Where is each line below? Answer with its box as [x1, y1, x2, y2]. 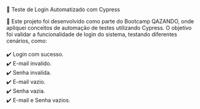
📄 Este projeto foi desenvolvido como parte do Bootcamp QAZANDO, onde [6, 18, 194, 24]
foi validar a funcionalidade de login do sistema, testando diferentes [6, 31, 177, 38]
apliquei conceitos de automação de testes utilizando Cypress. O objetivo [6, 24, 192, 31]
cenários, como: [6, 37, 47, 44]
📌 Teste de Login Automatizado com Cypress [6, 6, 120, 13]
